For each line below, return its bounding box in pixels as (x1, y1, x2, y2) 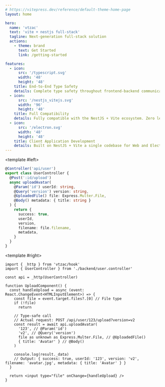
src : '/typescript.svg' (18, 71, 67, 75)
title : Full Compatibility (14, 111, 69, 117)
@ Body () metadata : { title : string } (14, 198, 91, 203)
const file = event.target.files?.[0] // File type (14, 296, 122, 301)
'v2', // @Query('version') (18, 330, 76, 336)
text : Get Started (18, 48, 56, 53)
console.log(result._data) (14, 352, 69, 357)
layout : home (5, 12, 32, 17)
